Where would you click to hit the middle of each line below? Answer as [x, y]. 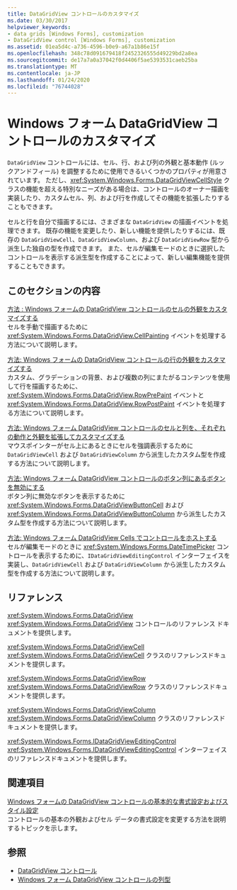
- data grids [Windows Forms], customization [75, 34]
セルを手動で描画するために [48, 327]
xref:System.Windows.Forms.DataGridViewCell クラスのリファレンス [108, 655]
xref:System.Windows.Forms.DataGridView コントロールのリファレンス [111, 623]
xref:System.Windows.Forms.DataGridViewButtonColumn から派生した [111, 514]
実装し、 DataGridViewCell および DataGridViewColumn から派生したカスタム [117, 564]
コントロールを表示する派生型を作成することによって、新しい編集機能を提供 [118, 257]
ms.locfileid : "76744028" [45, 87]
